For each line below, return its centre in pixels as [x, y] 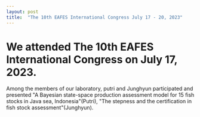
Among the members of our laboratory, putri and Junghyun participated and [100, 89]
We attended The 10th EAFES [80, 47]
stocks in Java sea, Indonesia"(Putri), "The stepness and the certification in [99, 101]
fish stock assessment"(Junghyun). [50, 107]
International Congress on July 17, [92, 59]
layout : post [22, 12]
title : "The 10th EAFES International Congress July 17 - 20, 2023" [95, 17]
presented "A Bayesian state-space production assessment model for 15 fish [100, 95]
